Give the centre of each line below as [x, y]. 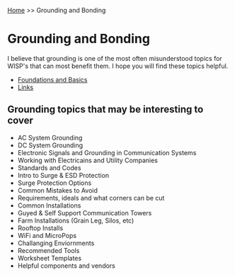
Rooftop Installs [40, 228]
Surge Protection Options [55, 183]
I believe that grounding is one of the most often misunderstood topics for [115, 58]
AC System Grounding [50, 137]
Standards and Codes [49, 168]
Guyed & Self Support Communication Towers [85, 213]
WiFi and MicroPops [47, 235]
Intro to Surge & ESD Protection [63, 175]
